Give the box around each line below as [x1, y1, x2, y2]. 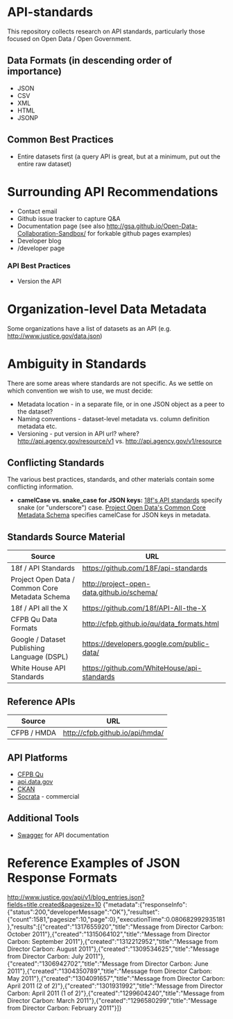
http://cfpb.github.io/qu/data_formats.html [82, 619, 220, 629]
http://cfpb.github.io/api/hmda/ [62, 728, 164, 737]
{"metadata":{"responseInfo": [103, 900, 187, 908]
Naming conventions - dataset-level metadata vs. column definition [17, 414, 210, 423]
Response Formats [7, 870, 118, 886]
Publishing [10, 644, 45, 653]
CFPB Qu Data [10, 614, 58, 624]
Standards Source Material [7, 531, 126, 543]
